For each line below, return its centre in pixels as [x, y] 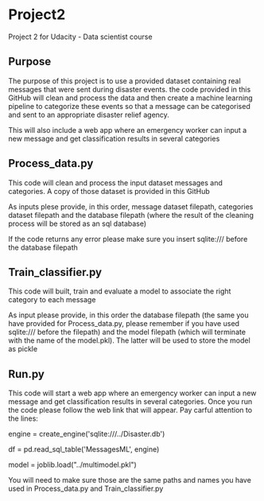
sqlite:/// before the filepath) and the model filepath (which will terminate [127, 332]
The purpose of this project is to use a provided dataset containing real [124, 80]
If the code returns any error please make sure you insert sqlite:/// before [128, 239]
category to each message [52, 300]
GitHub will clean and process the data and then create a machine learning [130, 98]
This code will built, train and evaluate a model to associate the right [120, 291]
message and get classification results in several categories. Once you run [130, 402]
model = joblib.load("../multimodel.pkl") [72, 465]
